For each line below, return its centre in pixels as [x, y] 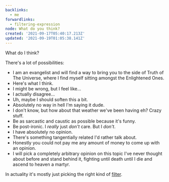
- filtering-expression [35, 24]
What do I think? [22, 53]
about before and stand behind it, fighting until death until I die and [82, 159]
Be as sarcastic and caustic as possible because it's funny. [74, 121]
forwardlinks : [20, 19]
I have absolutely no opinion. [43, 132]
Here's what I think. [33, 83]
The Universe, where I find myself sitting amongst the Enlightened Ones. [88, 78]
